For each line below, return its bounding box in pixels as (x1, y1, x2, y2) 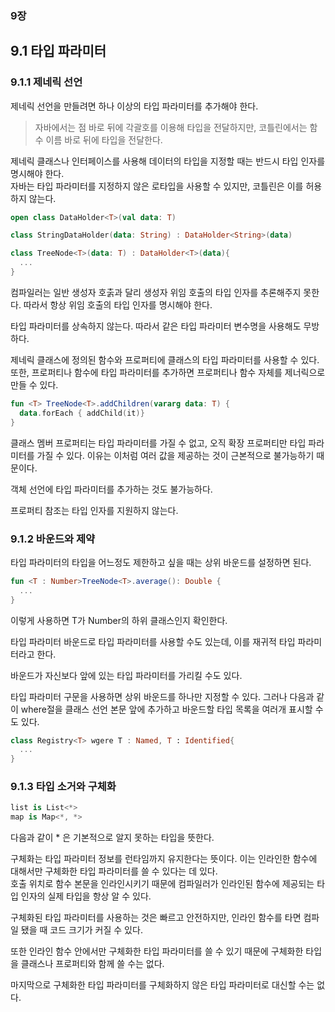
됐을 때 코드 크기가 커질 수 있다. (20, 924, 143, 936)
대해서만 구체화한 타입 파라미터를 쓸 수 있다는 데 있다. (10, 865, 218, 877)
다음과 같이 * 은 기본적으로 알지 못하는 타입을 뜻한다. (10, 832, 215, 844)
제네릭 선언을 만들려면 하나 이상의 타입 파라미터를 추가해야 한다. (10, 100, 259, 112)
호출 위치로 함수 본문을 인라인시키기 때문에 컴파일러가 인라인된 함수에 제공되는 (10, 878, 315, 890)
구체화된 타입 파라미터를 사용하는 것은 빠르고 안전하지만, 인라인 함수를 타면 (10, 912, 302, 924)
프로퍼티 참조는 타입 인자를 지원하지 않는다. (10, 504, 179, 516)
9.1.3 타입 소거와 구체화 (10, 780, 117, 794)
